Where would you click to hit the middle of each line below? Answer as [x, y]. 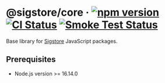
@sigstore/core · [48, 13]
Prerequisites [31, 59]
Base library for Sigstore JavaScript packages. [62, 41]
